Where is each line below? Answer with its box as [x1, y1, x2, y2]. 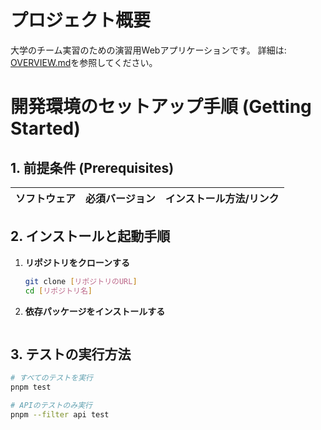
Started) [10, 117, 81, 140]
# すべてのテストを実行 [10, 373, 93, 383]
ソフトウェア [15, 191, 77, 205]
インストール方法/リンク [164, 191, 280, 205]
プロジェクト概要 [10, 9, 152, 32]
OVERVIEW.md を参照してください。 [10, 56, 158, 68]
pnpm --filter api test [10, 409, 110, 420]
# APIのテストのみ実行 [10, 401, 93, 411]
